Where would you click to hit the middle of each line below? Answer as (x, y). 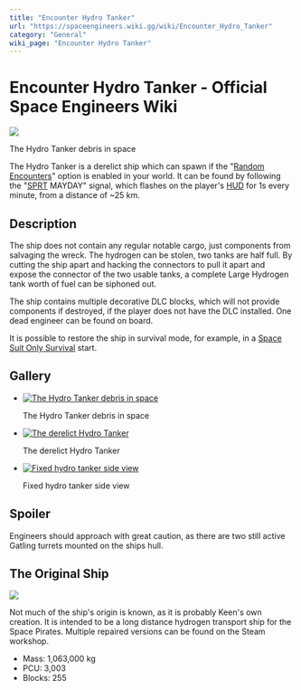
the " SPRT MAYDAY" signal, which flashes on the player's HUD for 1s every (150, 185)
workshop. (29, 641)
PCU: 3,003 (44, 668)
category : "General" (48, 34)
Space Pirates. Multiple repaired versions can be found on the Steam (137, 632)
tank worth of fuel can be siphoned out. (83, 284)
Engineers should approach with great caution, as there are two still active (147, 535)
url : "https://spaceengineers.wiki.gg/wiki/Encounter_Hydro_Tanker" (141, 26)
